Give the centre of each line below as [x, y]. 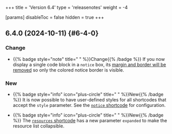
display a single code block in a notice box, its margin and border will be [89, 64]
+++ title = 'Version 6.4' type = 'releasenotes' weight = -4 [67, 7]
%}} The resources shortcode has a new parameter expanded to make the [90, 120]
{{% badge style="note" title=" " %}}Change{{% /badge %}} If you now [89, 59]
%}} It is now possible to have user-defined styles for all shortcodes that [90, 100]
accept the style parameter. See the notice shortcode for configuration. [89, 105]
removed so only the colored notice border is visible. [68, 70]
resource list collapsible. [39, 126]
